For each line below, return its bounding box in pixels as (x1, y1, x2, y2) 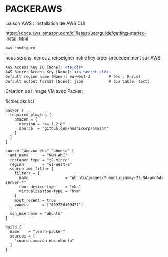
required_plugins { (10, 112, 52, 118)
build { (5, 225, 22, 230)
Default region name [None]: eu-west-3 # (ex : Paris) (5, 74, 141, 80)
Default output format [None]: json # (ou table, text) (5, 79, 150, 84)
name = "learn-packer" (10, 229, 66, 234)
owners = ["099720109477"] (14, 202, 83, 208)
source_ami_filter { (10, 166, 54, 172)
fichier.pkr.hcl (5, 98, 34, 104)
